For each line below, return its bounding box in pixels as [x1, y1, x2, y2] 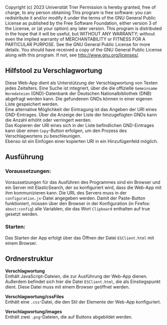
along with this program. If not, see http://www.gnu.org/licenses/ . [5, 52, 140, 58]
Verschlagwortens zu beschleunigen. [5, 132, 82, 139]
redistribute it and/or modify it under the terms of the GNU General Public [5, 15, 156, 20]
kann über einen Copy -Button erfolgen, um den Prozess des [5, 127, 127, 133]
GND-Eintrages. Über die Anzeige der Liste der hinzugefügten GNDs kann [5, 111, 157, 117]
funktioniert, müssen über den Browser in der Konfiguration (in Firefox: [5, 200, 151, 206]
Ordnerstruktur [5, 254, 54, 263]
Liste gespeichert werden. [5, 101, 59, 107]
